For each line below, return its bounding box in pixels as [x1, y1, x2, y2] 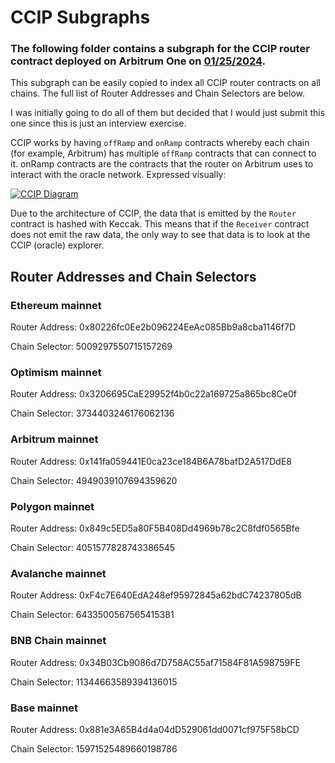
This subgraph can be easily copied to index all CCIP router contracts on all [10, 77, 321, 89]
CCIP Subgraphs [10, 6, 151, 29]
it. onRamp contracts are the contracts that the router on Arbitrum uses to [10, 158, 314, 170]
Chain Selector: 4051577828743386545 [10, 542, 176, 554]
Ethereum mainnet [10, 298, 102, 312]
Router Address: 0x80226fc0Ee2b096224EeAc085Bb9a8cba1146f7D [10, 321, 296, 333]
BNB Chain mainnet [10, 634, 107, 648]
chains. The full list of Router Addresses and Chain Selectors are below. [10, 87, 305, 100]
